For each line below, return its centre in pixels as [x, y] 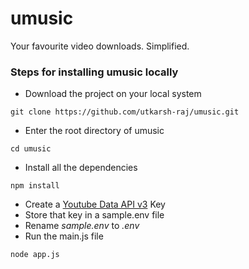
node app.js [35, 255]
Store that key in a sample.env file [94, 215]
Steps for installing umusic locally [94, 72]
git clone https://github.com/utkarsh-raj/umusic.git [125, 112]
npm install [35, 186]
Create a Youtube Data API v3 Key [95, 204]
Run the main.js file [64, 236]
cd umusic [31, 149]
